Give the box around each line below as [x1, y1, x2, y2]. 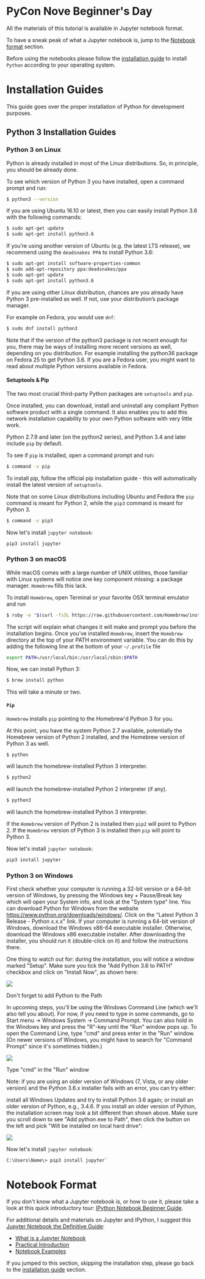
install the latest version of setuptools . [6, 481, 103, 488]
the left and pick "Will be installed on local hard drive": [6, 1122, 143, 1130]
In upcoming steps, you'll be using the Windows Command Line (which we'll [6, 1004, 198, 1011]
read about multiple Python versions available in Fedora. [6, 362, 148, 369]
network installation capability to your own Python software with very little [6, 415, 193, 422]
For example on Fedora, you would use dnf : [6, 313, 115, 321]
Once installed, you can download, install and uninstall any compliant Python [6, 402, 199, 409]
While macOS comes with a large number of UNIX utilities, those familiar [6, 569, 188, 576]
